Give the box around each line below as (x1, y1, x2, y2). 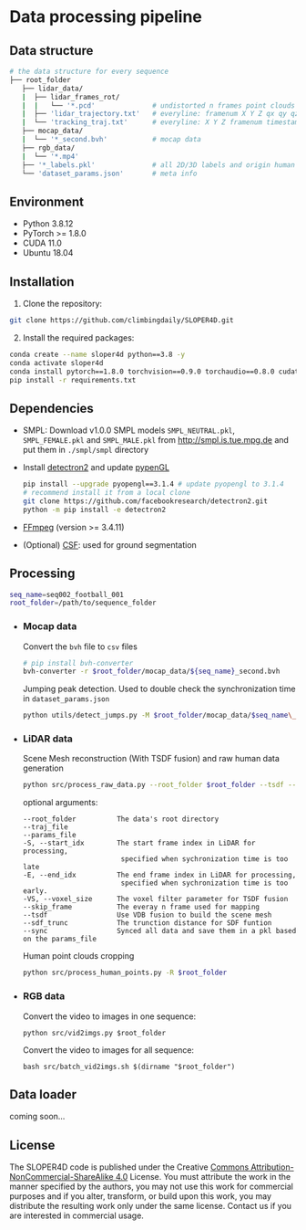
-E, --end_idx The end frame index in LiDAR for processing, (22, 870, 297, 880)
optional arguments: (22, 797, 98, 808)
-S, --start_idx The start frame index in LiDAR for (22, 838, 256, 848)
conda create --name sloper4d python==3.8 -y (9, 350, 185, 359)
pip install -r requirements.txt (9, 375, 137, 384)
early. (22, 887, 48, 896)
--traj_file (22, 823, 68, 832)
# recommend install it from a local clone (22, 489, 191, 498)
